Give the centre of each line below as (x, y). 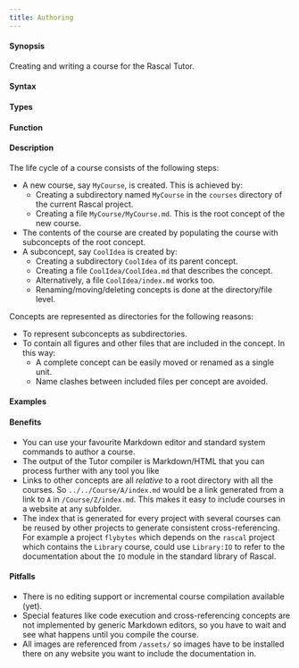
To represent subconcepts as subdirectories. (104, 334)
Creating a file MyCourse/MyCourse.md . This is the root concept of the (160, 213)
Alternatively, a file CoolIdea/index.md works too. (125, 280)
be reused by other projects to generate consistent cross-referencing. (151, 528)
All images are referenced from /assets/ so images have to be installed (153, 644)
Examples (28, 402)
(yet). (32, 605)
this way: (39, 352)
